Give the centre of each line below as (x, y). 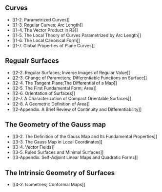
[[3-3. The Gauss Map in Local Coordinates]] (57, 142)
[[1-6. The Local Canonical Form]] (46, 40)
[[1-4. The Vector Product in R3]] (45, 30)
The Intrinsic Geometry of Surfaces (60, 173)
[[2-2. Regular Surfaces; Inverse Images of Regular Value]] (71, 72)
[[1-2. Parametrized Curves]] (41, 19)
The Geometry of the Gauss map (56, 125)
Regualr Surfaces (32, 61)
